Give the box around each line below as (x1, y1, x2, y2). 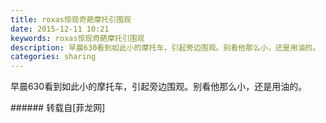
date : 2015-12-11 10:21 (10, 24, 110, 34)
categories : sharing (10, 52, 97, 62)
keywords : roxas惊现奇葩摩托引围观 (10, 33, 145, 43)
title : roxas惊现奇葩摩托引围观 (10, 14, 132, 25)
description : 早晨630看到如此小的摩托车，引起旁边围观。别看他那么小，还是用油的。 (10, 42, 321, 53)
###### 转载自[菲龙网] (10, 102, 106, 114)
